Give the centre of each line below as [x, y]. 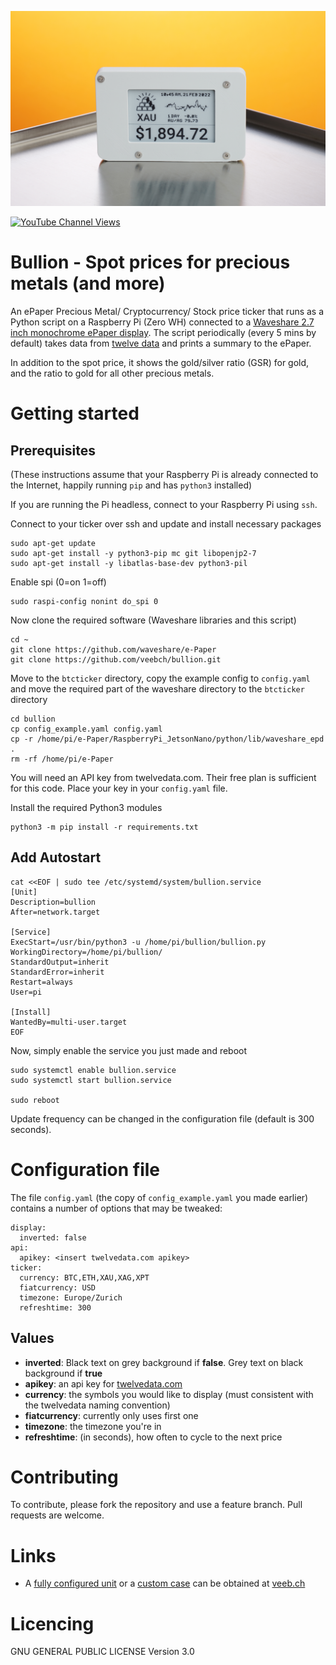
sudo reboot [35, 1100]
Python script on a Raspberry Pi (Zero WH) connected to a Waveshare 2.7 [162, 322]
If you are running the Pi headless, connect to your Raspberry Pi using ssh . [164, 504]
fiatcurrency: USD [58, 1287]
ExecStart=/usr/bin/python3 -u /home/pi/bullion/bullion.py [138, 942]
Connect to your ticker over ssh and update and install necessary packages [166, 523]
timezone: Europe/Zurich [71, 1297]
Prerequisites [53, 450]
